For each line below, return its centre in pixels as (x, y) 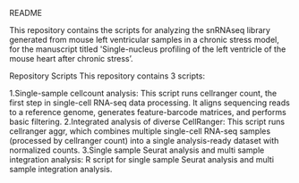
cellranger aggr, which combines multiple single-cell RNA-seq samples (140, 131)
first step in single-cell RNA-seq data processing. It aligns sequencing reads (150, 103)
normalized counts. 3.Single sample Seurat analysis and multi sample (137, 150)
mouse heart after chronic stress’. (71, 58)
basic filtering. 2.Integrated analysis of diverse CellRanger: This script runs (147, 121)
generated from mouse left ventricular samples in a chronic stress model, (144, 40)
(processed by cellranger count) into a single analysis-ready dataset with (144, 141)
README (26, 13)
